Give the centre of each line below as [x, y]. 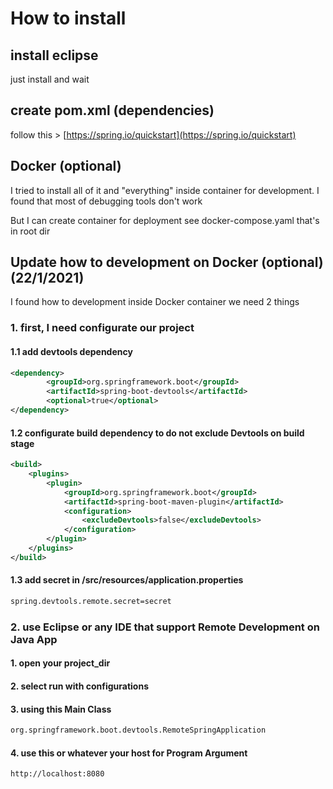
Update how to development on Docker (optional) [167, 262]
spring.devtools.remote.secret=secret [91, 601]
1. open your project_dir [60, 663]
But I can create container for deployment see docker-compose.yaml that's [165, 220]
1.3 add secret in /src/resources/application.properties [127, 580]
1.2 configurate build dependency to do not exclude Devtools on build [157, 433]
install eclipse [54, 55]
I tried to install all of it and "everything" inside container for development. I [165, 190]
